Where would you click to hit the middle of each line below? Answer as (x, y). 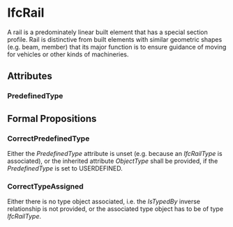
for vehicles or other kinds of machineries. (68, 54)
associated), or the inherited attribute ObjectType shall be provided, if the (113, 161)
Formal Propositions (52, 119)
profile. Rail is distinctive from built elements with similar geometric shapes (115, 39)
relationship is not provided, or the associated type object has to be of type (115, 209)
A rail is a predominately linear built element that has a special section (107, 32)
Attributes (30, 76)
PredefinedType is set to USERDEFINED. (65, 168)
